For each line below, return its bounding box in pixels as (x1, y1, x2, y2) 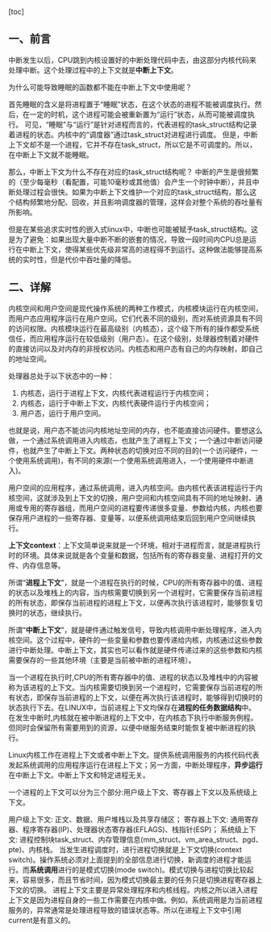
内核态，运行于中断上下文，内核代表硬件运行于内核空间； (19, 398, 211, 408)
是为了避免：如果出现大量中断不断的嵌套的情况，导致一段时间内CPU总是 (8, 234, 250, 244)
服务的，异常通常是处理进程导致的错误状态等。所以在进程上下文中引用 (8, 905, 242, 914)
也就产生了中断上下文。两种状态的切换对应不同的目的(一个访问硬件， (22, 445, 252, 455)
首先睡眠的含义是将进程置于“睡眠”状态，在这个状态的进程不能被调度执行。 (8, 99, 256, 109)
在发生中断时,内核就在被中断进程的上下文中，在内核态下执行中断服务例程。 (8, 713, 258, 722)
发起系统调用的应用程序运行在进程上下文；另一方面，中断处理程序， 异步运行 (8, 759, 263, 769)
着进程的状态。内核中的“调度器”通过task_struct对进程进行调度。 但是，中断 (8, 129, 258, 139)
